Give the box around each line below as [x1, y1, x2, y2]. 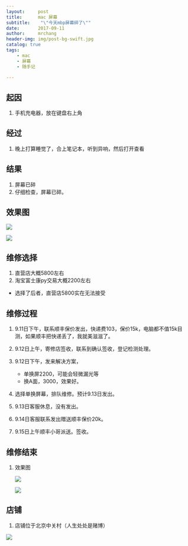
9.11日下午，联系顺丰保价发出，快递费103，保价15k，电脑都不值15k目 [14, 325, 183, 332]
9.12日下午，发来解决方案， [14, 358, 82, 365]
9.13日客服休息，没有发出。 [14, 403, 82, 410]
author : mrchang [6, 31, 57, 37]
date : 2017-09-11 [6, 25, 65, 31]
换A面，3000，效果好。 [23, 378, 82, 385]
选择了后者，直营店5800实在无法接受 [14, 289, 106, 296]
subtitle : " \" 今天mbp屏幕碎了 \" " [6, 20, 91, 25]
